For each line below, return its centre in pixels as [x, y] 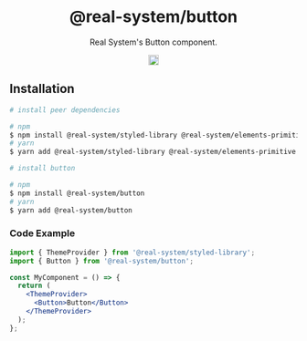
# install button [42, 169]
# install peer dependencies [65, 110]
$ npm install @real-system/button [77, 193]
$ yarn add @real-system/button [71, 210]
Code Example [42, 233]
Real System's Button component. [153, 42]
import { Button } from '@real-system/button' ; [102, 261]
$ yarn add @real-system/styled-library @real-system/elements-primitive [153, 152]
